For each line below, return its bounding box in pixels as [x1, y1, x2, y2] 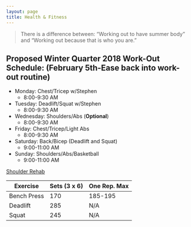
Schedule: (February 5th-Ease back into [6, 62, 156, 73]
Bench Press [9, 192, 44, 200]
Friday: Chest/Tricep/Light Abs [14, 125, 90, 133]
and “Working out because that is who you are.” [20, 37, 137, 44]
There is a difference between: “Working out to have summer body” [20, 30, 186, 37]
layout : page [6, 8, 38, 15]
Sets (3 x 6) [50, 182, 84, 190]
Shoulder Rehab [6, 168, 45, 175]
